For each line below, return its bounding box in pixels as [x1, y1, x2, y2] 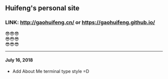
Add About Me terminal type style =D [12, 68, 89, 74]
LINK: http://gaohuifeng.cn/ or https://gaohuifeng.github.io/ [5, 19, 155, 26]
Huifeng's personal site [5, 4, 80, 12]
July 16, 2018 [5, 57, 33, 63]
